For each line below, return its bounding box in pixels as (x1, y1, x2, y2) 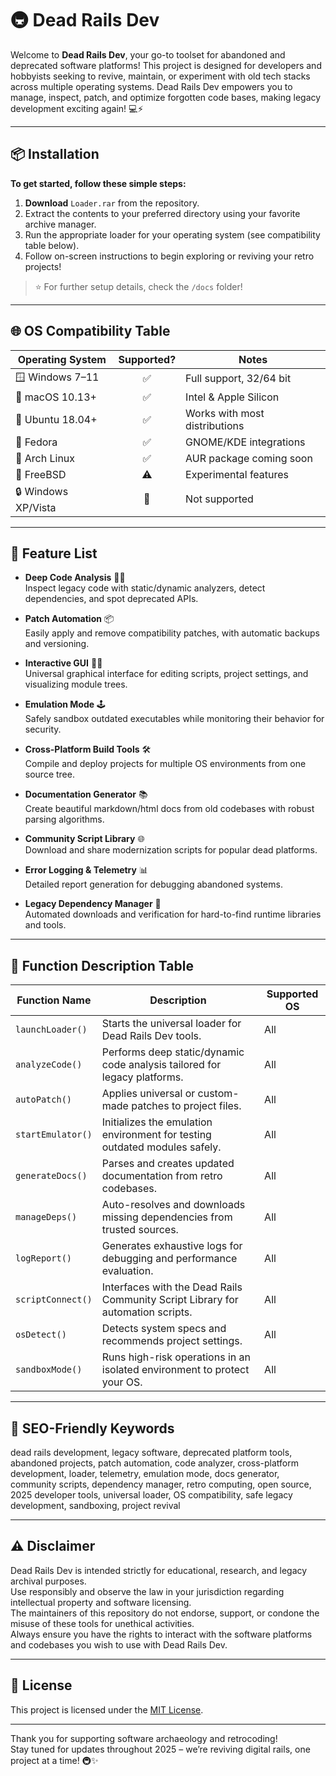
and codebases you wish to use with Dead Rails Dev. (10, 1638, 228, 1651)
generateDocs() (15, 1170, 88, 1182)
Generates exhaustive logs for (101, 1239, 243, 1253)
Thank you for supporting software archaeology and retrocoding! (10, 1732, 278, 1744)
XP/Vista (15, 500, 57, 514)
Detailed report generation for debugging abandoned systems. (24, 878, 283, 891)
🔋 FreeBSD (15, 467, 67, 481)
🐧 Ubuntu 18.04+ (15, 412, 98, 426)
